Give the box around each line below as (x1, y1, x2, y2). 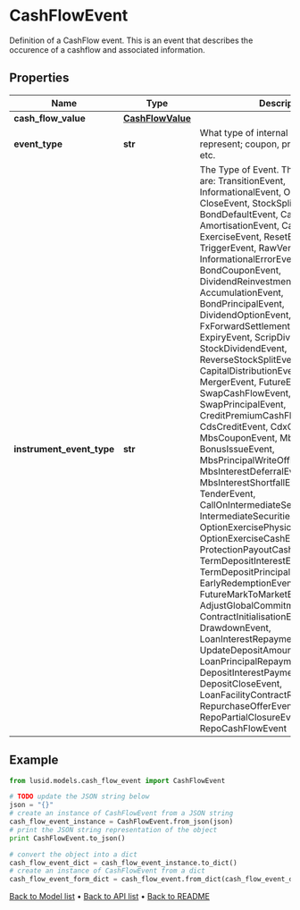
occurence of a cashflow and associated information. (9, 44, 205, 55)
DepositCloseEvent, (199, 677, 283, 689)
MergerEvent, (199, 375, 257, 388)
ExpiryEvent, (199, 331, 253, 343)
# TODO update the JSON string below (9, 792, 150, 801)
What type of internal (199, 126, 288, 139)
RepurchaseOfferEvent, (199, 699, 298, 712)
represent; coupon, (199, 138, 279, 150)
